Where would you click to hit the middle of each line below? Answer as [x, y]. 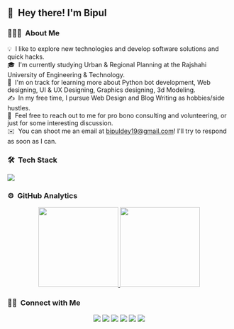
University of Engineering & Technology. [66, 74]
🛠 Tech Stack [33, 160]
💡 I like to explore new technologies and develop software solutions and [113, 48]
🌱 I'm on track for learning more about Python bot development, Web [109, 82]
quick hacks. [26, 57]
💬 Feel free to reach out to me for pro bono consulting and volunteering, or [117, 115]
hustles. [19, 108]
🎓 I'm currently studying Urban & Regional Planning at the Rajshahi [107, 64]
